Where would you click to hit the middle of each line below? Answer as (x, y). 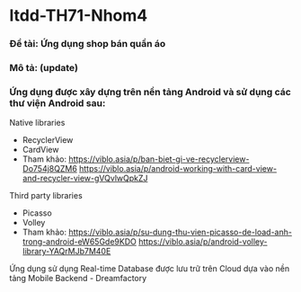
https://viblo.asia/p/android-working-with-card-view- (178, 169)
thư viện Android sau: (58, 102)
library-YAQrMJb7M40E (66, 252)
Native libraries (37, 123)
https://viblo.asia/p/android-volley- (203, 242)
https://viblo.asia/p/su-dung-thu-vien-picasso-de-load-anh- (180, 232)
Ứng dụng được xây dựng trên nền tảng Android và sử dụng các (150, 92)
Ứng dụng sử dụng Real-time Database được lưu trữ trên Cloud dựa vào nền (150, 269)
